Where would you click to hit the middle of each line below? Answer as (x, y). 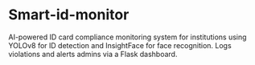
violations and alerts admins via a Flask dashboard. (93, 54)
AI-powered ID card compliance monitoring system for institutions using (127, 37)
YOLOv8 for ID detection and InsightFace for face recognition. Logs (120, 45)
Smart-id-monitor (69, 15)
